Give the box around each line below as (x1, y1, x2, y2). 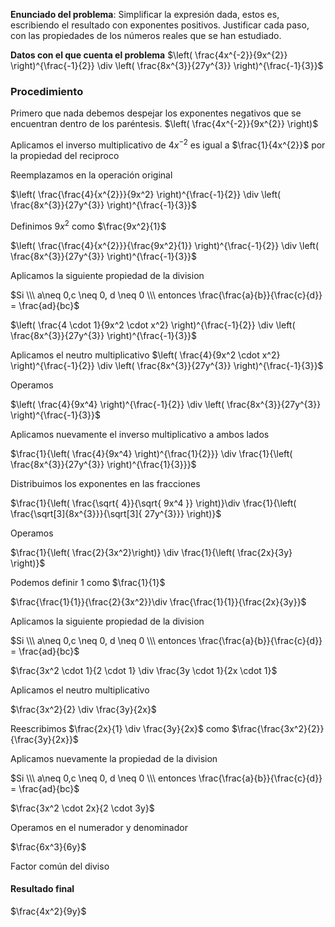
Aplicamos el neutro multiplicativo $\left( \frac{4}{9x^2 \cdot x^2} (10, 349, 281, 361)
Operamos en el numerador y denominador (10, 821, 188, 833)
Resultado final (10, 883, 75, 895)
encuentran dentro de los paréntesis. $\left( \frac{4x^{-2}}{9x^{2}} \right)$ (10, 118, 319, 130)
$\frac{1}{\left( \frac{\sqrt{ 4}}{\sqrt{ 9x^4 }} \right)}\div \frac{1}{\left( (10, 497, 297, 509)
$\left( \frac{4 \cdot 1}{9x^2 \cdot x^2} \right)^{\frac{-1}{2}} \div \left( (10, 319, 296, 331)
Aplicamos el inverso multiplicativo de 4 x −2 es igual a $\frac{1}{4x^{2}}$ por (10, 137, 326, 151)
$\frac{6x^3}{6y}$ (10, 840, 87, 853)
